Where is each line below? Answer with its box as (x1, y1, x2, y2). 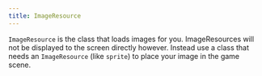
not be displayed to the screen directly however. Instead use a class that (8, 42, 249, 53)
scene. (8, 60, 32, 70)
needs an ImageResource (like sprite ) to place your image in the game (8, 51, 240, 61)
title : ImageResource (8, 11, 82, 20)
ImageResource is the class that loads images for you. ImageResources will (8, 34, 255, 44)
